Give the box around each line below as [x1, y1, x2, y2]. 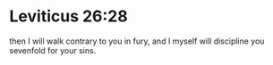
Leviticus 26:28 [9, 6, 128, 27]
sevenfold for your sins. [9, 45, 97, 55]
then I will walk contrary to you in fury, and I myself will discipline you [9, 36, 265, 46]
